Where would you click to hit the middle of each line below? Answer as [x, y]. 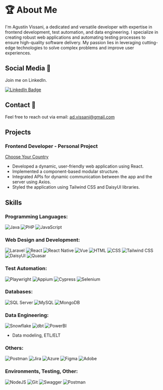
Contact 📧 [20, 105]
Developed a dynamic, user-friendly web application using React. [78, 166]
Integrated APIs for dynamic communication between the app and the [82, 177]
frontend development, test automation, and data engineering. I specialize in [82, 32]
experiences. [18, 53]
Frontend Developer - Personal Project [51, 146]
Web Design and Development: [43, 240]
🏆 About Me [31, 10]
